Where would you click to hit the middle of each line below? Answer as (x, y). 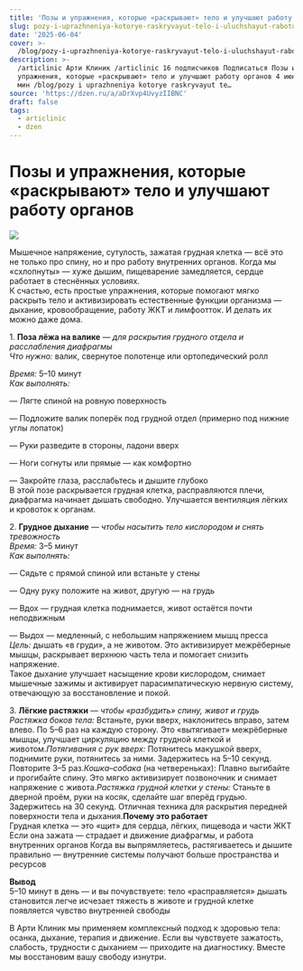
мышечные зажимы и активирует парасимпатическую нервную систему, (151, 683)
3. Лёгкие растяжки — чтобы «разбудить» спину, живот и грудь (134, 710)
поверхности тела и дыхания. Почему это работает (109, 815)
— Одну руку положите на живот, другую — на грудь (112, 590)
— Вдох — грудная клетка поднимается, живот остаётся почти (131, 608)
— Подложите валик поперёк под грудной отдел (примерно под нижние (150, 418)
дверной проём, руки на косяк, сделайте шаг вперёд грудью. (129, 797)
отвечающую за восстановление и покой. (90, 693)
